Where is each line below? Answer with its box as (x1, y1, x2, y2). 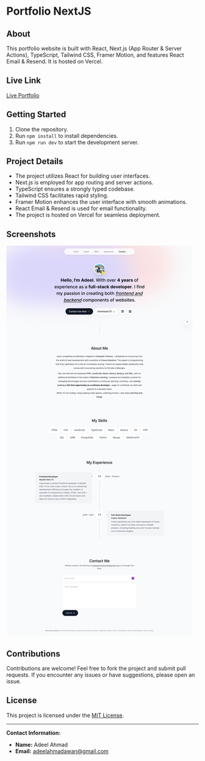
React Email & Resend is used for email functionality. (15, 205, 148, 212)
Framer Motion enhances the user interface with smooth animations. (15, 198, 187, 206)
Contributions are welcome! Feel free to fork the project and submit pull (6, 665, 186, 672)
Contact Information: (6, 729, 61, 737)
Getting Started (6, 109, 67, 120)
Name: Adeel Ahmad (15, 741, 68, 748)
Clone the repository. (15, 125, 68, 133)
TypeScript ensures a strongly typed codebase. (15, 185, 135, 193)
